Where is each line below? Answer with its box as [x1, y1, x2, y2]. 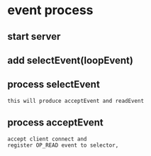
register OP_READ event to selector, [7, 141, 119, 149]
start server [7, 30, 61, 43]
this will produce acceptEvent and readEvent [7, 97, 144, 104]
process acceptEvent [7, 116, 104, 129]
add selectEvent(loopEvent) [7, 54, 133, 66]
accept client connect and [7, 135, 87, 143]
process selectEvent [7, 79, 101, 91]
